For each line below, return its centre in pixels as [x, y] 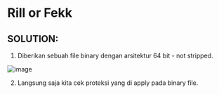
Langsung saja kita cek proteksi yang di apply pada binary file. [108, 83]
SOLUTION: [33, 39]
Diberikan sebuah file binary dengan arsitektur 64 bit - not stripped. [115, 55]
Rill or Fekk [40, 13]
